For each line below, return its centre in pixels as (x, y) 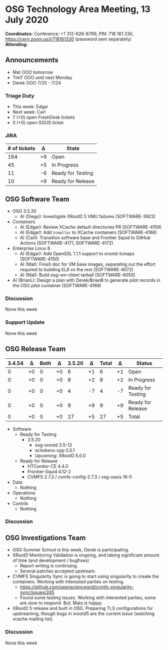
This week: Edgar (30, 107)
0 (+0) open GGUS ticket (38, 123)
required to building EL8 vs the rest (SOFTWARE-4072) (76, 270)
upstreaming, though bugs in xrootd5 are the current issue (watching (83, 613)
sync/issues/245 (37, 592)
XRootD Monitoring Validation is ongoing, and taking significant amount (86, 555)
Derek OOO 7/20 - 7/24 (36, 83)
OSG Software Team (37, 199)
